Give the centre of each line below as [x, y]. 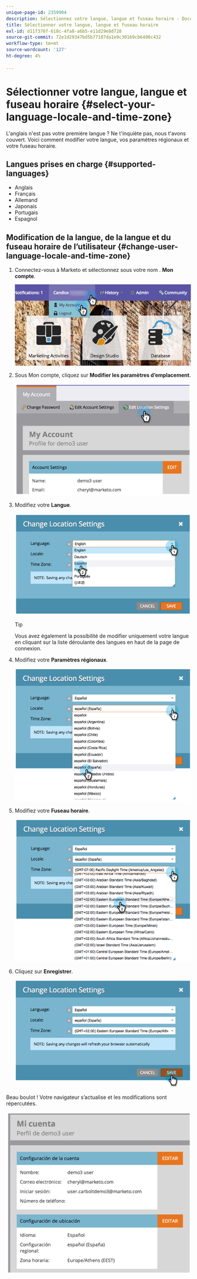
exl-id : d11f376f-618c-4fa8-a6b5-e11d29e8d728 [64, 31]
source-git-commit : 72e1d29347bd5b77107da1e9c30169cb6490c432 [84, 37]
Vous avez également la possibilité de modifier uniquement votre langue [102, 636]
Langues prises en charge [55, 164]
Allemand [26, 200]
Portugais [26, 212]
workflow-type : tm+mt [33, 44]
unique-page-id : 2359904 [36, 12]
